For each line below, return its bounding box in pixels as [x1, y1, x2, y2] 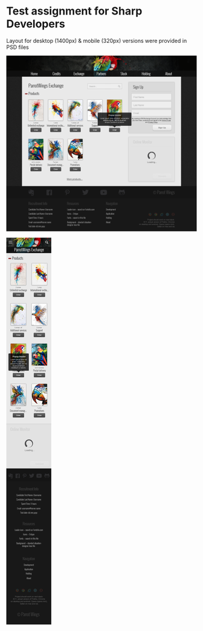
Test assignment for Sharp [6, 4, 143, 18]
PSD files [6, 44, 29, 51]
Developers [6, 17, 65, 31]
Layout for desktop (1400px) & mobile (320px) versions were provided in [6, 37, 187, 44]
